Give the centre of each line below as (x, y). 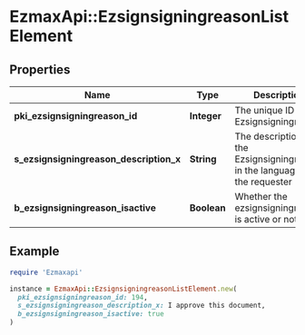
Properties (40, 69)
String (203, 159)
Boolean (207, 208)
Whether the (261, 197)
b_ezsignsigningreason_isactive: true (91, 314)
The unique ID (265, 110)
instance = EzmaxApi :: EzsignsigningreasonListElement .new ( (123, 289)
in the (246, 170)
